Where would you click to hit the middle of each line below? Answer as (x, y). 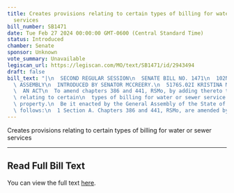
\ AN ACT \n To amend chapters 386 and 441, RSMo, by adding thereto (118, 91)
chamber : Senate (31, 46)
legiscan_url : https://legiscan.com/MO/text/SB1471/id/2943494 (101, 65)
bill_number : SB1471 (37, 26)
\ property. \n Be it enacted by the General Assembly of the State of (120, 104)
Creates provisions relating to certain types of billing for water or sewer (110, 130)
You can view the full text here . (52, 183)
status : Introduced (36, 40)
